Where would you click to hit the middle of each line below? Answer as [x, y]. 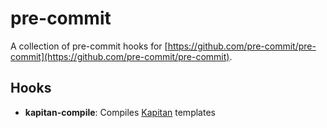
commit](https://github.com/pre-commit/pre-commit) [120, 56]
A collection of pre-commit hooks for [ [89, 46]
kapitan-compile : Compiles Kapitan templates [120, 112]
